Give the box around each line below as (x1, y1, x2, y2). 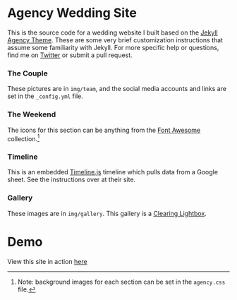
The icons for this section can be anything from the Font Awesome (7, 126, 201, 134)
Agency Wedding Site (7, 5, 138, 21)
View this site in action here (7, 257, 87, 265)
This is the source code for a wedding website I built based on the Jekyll (7, 28, 218, 37)
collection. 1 (7, 133, 40, 143)
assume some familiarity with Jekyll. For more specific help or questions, (7, 43, 219, 52)
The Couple (7, 68, 48, 78)
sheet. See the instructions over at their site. (7, 175, 136, 184)
